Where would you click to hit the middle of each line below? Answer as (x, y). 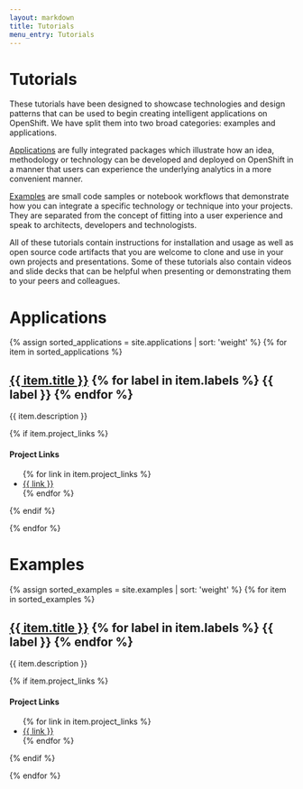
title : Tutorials (42, 26)
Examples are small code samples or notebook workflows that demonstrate (149, 197)
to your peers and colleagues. (65, 281)
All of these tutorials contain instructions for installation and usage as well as (151, 243)
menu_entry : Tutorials (52, 34)
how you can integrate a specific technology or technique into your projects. (151, 206)
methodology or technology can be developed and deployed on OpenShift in (151, 160)
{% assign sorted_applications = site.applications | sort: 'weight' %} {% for (148, 343)
